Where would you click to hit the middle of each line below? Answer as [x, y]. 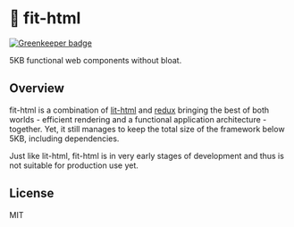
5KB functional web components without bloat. [96, 60]
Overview [37, 88]
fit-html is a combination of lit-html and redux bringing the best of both [139, 110]
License [32, 193]
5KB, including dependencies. [64, 139]
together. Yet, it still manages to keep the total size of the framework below [147, 129]
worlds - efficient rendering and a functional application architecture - [138, 119]
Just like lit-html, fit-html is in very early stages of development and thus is [147, 156]
